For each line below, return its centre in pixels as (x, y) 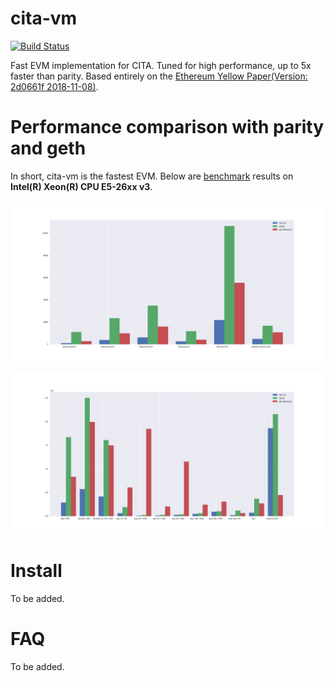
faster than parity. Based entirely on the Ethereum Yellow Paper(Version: (159, 76)
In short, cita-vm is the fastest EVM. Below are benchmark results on (152, 176)
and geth (48, 148)
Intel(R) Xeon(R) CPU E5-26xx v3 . (81, 186)
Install (36, 570)
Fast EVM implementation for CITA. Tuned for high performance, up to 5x (161, 65)
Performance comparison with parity (167, 127)
